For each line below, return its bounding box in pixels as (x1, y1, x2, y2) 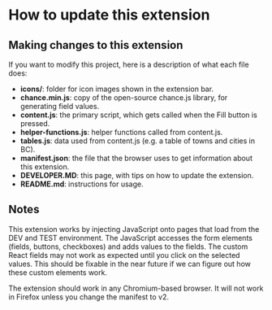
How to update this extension (8, 6, 210, 24)
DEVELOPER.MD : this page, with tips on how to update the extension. (19, 171, 254, 180)
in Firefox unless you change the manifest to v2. (8, 291, 169, 302)
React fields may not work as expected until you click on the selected (8, 250, 240, 260)
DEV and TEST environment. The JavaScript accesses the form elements (8, 233, 253, 242)
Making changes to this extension (8, 38, 183, 52)
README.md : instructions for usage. (19, 179, 144, 189)
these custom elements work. (8, 267, 108, 277)
